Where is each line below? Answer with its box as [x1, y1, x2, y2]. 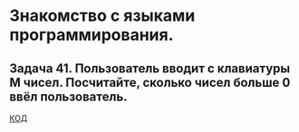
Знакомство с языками [9, 5, 196, 26]
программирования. [9, 24, 174, 45]
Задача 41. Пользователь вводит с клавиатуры [9, 61, 291, 76]
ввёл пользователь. [9, 89, 129, 104]
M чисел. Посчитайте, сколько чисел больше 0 [9, 74, 291, 90]
